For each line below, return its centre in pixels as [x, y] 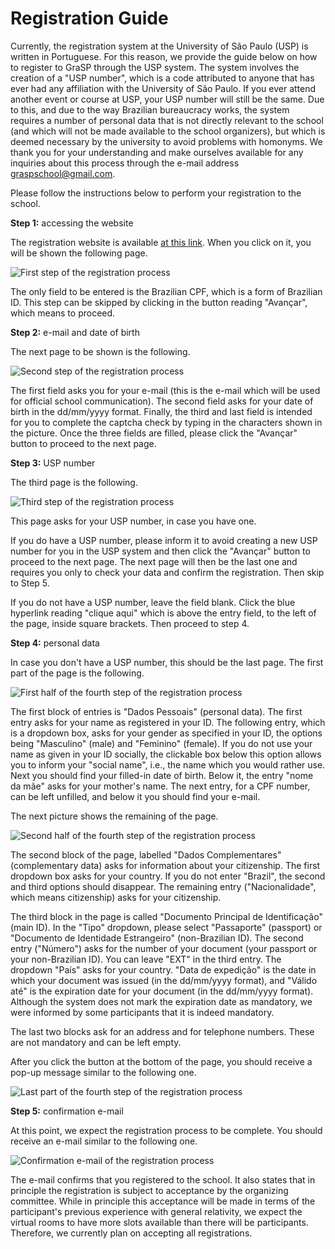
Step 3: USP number [53, 463]
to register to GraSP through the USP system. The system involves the [155, 67]
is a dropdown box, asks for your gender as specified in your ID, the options [166, 733]
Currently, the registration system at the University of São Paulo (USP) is [159, 46]
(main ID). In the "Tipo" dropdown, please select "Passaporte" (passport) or [166, 927]
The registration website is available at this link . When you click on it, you [161, 242]
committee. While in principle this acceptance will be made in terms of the [163, 1201]
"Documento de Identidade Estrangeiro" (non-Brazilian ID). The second [157, 938]
